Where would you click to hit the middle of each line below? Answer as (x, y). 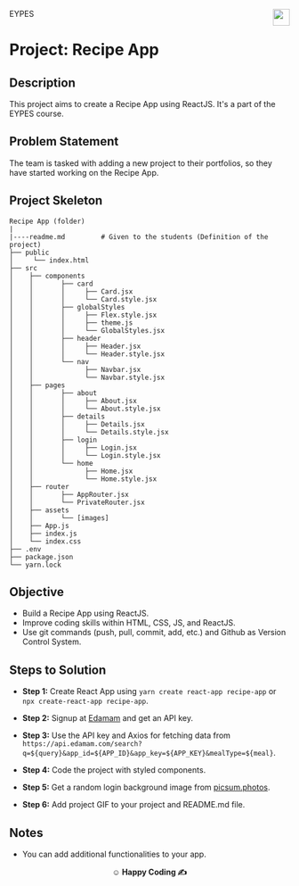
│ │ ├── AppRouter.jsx (69, 494)
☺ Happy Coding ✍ (149, 872)
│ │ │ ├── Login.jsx (73, 447)
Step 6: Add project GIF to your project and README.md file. (133, 805)
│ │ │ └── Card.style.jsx (83, 299)
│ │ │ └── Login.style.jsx (85, 455)
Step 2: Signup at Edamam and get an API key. (108, 718)
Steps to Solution (58, 670)
